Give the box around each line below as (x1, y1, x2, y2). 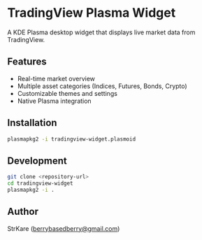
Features (7, 56, 47, 68)
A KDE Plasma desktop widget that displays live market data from (7, 28, 196, 36)
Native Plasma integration (17, 97, 92, 105)
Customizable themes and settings (17, 89, 117, 97)
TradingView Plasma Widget (7, 5, 176, 21)
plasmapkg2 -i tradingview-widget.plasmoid (7, 135, 136, 143)
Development (7, 155, 68, 167)
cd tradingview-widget (7, 180, 73, 187)
